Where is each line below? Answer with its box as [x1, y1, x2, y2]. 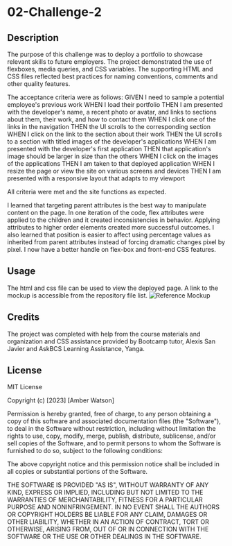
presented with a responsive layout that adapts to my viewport [7, 174, 186, 182]
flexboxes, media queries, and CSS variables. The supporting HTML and [7, 65, 213, 73]
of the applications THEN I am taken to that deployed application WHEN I [7, 160, 215, 167]
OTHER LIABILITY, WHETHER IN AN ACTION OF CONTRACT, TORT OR [7, 518, 209, 526]
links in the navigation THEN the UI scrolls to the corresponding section [7, 123, 211, 130]
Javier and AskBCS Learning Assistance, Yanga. [7, 344, 145, 352]
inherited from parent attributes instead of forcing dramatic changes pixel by [7, 238, 226, 246]
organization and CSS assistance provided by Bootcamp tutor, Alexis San [7, 337, 216, 345]
